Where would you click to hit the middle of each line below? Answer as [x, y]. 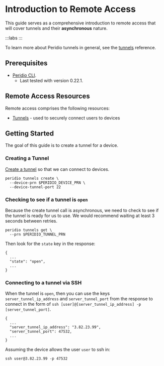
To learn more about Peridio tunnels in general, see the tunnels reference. [81, 47]
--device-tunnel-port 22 [35, 187]
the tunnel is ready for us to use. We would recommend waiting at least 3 [80, 216]
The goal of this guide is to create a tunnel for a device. [62, 145]
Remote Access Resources [48, 96]
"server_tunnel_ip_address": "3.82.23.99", [55, 327]
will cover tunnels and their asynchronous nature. [56, 28]
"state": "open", [28, 261]
